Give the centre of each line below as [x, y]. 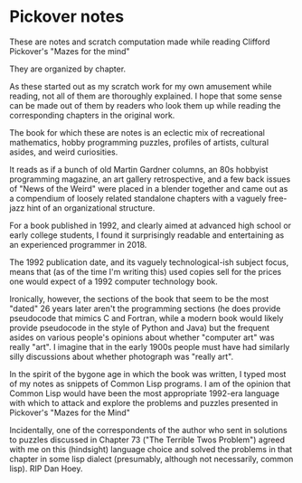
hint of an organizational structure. [91, 208]
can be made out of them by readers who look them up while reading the [145, 105]
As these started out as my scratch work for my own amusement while [141, 86]
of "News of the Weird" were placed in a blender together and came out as [149, 188]
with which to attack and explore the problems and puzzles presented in [144, 402]
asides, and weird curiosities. [64, 152]
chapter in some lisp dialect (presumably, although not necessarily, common [151, 459]
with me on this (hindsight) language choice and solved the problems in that [151, 449]
